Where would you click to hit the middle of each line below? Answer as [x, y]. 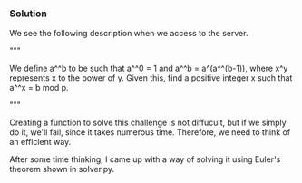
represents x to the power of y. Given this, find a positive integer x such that [151, 78]
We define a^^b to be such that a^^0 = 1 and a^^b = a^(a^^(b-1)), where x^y [149, 68]
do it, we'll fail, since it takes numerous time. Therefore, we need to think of [150, 132]
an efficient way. [40, 142]
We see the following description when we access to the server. [129, 34]
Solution [29, 14]
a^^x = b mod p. [39, 88]
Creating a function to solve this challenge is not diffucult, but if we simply [148, 123]
